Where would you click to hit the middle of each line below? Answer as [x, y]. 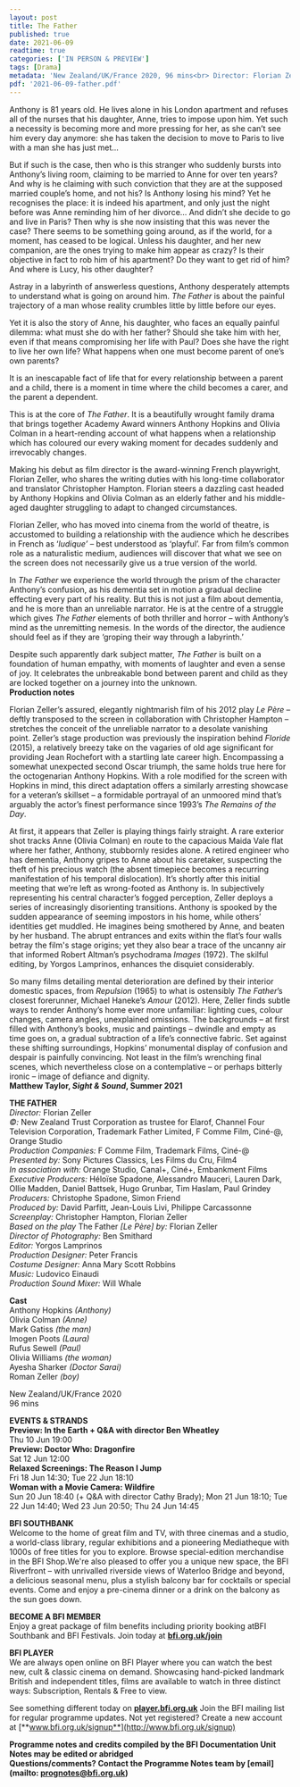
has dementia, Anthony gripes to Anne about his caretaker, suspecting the [146, 859]
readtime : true [37, 51]
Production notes [42, 692]
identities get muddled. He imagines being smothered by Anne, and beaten [147, 926]
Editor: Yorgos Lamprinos [56, 1245]
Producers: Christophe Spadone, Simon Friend [95, 1198]
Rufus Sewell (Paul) [46, 1348]
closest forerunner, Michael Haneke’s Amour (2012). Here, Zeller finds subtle [150, 1000]
